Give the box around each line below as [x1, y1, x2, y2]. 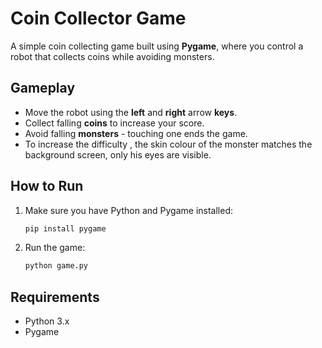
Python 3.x [24, 315, 70, 327]
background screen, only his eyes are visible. [24, 148, 212, 161]
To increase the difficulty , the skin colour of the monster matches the [24, 138, 313, 150]
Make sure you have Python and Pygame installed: [24, 204, 233, 216]
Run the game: [24, 242, 86, 254]
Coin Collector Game [10, 7, 187, 30]
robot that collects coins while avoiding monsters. [10, 50, 215, 62]
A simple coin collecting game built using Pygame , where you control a [10, 40, 304, 52]
